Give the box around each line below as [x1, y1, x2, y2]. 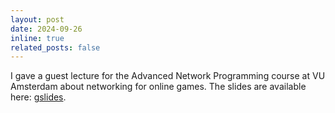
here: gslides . [10, 91, 67, 103]
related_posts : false [10, 42, 101, 53]
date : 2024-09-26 [10, 24, 83, 34]
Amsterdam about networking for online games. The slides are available [10, 81, 307, 93]
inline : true [10, 33, 65, 43]
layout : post [10, 14, 65, 25]
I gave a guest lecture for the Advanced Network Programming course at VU [10, 70, 326, 82]
